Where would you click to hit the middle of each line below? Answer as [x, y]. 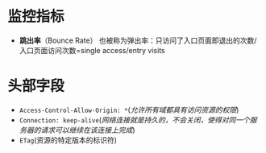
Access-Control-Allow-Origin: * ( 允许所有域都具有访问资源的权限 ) [129, 110]
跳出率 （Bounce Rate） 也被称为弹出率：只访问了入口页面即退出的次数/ [138, 40]
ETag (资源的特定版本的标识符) [68, 140]
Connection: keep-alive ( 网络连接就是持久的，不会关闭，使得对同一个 [135, 120]
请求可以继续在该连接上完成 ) [88, 130]
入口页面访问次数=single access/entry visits [92, 50]
